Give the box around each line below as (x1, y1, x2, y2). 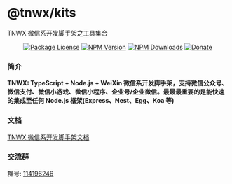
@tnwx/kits (7, 5, 76, 21)
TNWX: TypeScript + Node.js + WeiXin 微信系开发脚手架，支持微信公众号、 (7, 79, 228, 87)
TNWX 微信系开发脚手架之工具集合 (7, 29, 108, 37)
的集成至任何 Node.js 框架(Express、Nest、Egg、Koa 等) (7, 97, 175, 105)
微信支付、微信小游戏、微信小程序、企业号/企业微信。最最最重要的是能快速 (7, 87, 225, 96)
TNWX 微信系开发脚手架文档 (7, 133, 90, 141)
